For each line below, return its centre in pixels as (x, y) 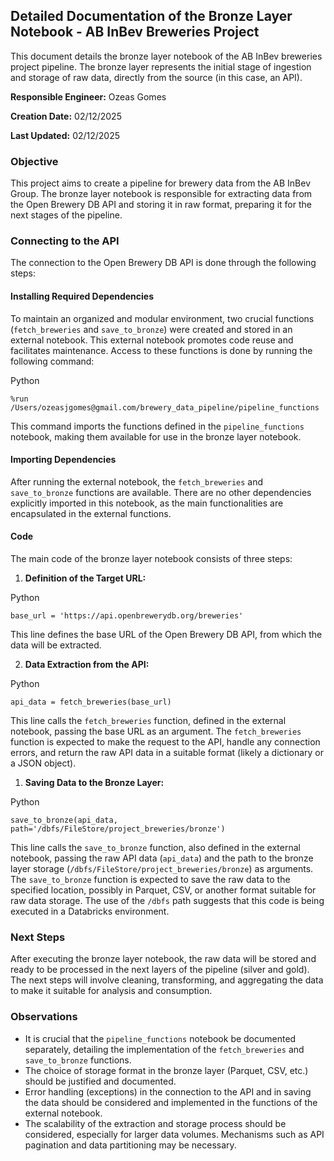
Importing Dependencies (63, 460)
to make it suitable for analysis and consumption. (111, 991)
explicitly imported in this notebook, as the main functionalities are (147, 503)
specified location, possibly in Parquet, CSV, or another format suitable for (163, 890)
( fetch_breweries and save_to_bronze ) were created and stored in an (151, 329)
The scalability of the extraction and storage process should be (155, 1123)
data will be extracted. (56, 645)
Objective (34, 161)
